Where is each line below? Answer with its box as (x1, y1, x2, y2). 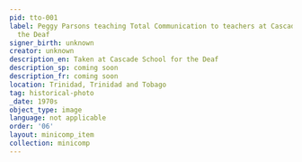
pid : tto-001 (9, 13, 58, 22)
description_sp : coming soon (9, 64, 119, 73)
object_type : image (9, 105, 83, 114)
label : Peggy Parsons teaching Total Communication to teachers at (9, 22, 268, 31)
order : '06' (9, 122, 54, 131)
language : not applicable (9, 113, 106, 122)
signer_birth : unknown (9, 38, 94, 48)
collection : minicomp (9, 139, 91, 148)
